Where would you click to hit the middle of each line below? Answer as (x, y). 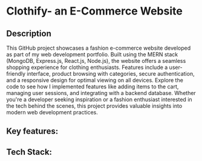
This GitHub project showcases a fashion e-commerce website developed (99, 48)
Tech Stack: (29, 152)
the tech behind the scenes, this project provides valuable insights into (94, 106)
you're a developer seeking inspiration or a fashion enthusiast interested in (99, 99)
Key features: (32, 131)
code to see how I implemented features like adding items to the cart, (93, 87)
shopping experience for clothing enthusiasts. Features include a (87, 67)
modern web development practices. (52, 112)
